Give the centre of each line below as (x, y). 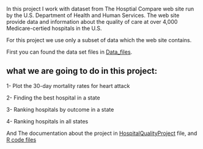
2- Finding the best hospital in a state (53, 98)
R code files (21, 139)
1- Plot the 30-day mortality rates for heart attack (68, 85)
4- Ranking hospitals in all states (47, 121)
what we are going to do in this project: (82, 71)
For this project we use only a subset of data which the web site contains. (99, 40)
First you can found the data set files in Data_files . (69, 52)
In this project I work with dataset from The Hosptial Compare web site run (100, 9)
